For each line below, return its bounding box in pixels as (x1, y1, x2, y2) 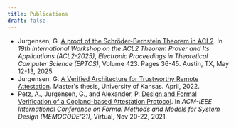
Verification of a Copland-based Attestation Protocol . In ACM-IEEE (17, 97, 213, 105)
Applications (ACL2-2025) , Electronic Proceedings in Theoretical (17, 51, 208, 60)
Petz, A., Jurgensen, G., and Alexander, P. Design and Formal (17, 90, 197, 98)
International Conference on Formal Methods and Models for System (17, 105, 220, 113)
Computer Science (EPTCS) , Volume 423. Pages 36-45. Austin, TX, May (17, 59, 230, 68)
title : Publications (7, 10, 69, 18)
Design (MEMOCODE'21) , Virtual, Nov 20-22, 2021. (17, 112, 168, 121)
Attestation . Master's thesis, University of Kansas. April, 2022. (17, 82, 200, 90)
